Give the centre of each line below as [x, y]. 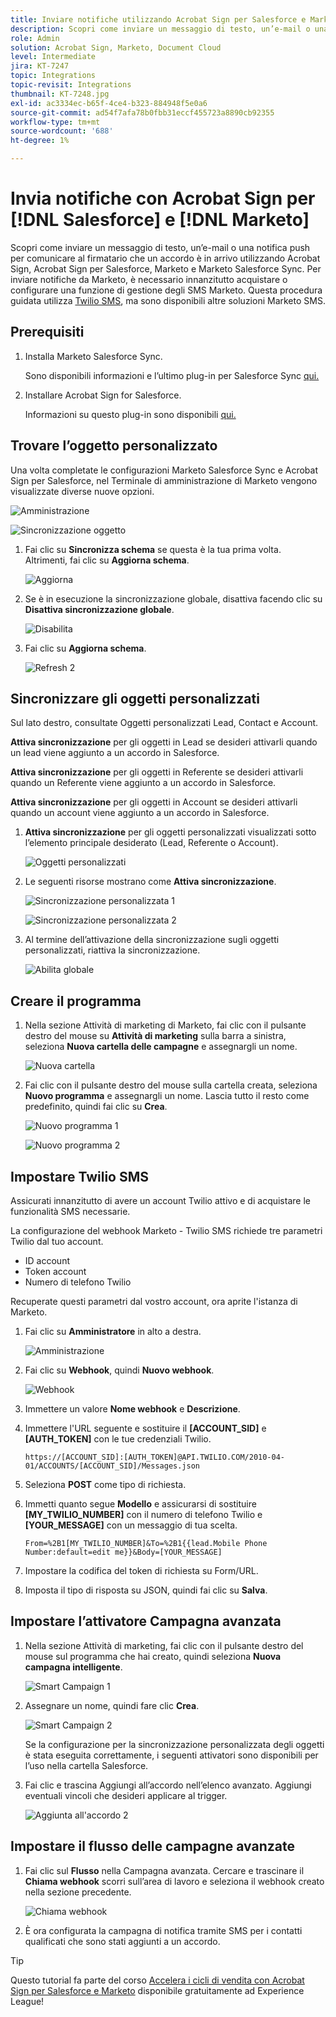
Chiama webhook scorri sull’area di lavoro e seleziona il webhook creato [174, 1881]
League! [27, 2001]
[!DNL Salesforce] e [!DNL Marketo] [160, 220]
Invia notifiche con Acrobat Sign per [163, 198]
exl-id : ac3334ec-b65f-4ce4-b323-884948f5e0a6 [109, 103]
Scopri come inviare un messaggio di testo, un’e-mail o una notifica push [160, 247]
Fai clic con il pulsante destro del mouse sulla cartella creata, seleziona [171, 1085]
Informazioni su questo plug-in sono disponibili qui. [130, 414]
